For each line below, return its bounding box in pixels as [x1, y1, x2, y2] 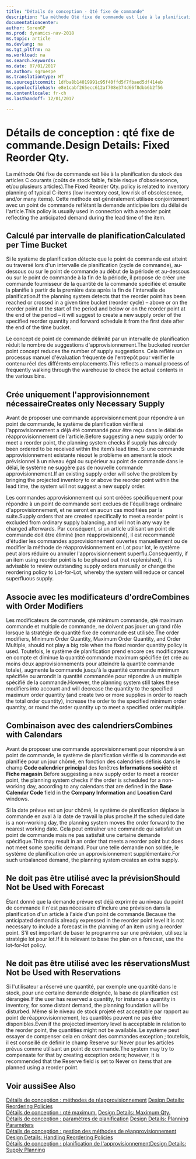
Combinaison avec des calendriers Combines [6, 721, 173, 731]
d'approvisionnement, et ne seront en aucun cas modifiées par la [6, 507, 163, 514]
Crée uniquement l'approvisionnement [6, 389, 150, 399]
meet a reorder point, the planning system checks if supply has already [6, 439, 177, 446]
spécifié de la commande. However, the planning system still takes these [6, 679, 180, 686]
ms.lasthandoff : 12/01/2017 [6, 95, 75, 101]
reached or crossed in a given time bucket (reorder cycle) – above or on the [6, 299, 188, 306]
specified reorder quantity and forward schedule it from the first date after [6, 317, 185, 325]
